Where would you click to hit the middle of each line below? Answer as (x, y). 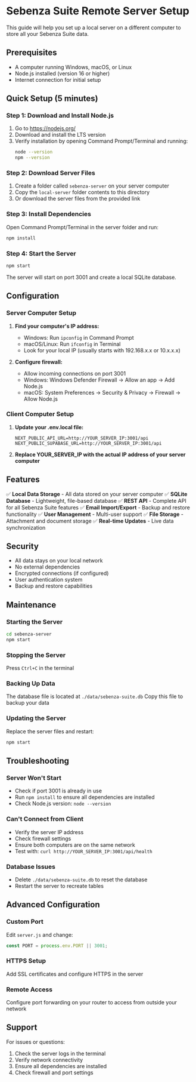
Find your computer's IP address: (57, 326)
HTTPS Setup (26, 961)
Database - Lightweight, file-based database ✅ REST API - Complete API (96, 500)
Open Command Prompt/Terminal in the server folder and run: (83, 227)
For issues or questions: (36, 1042)
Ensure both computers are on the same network (75, 845)
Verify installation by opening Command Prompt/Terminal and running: (101, 141)
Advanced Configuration (53, 905)
